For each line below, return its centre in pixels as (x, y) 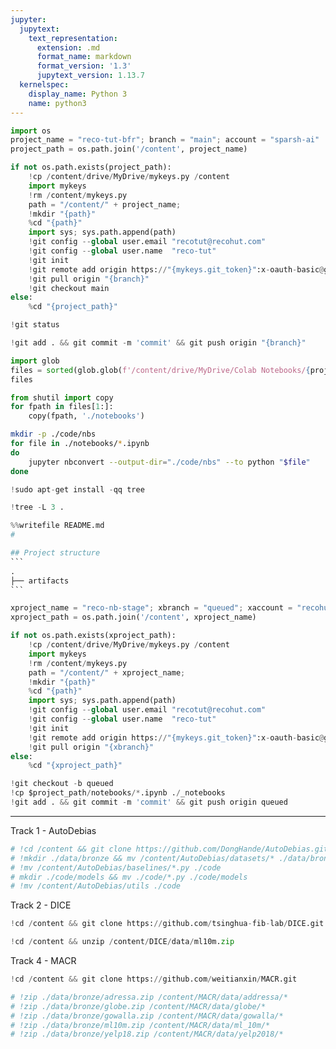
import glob (35, 361)
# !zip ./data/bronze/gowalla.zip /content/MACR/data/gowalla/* (147, 1016)
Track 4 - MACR (43, 960)
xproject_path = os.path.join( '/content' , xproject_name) (133, 617)
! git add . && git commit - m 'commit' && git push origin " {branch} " (158, 343)
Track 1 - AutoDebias (53, 830)
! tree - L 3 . (37, 507)
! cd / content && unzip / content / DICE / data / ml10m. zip (122, 942)
